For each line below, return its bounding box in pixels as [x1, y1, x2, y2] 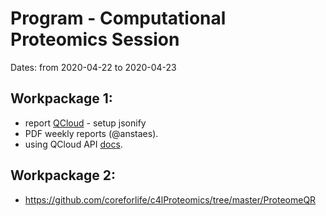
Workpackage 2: [10, 167, 117, 184]
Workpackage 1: [10, 90, 113, 107]
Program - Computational [10, 7, 227, 30]
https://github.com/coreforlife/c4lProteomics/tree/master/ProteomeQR [24, 193, 317, 206]
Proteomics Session [10, 28, 180, 51]
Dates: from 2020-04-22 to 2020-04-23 [10, 61, 177, 73]
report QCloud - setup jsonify [24, 117, 147, 129]
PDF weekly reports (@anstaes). [24, 127, 159, 139]
